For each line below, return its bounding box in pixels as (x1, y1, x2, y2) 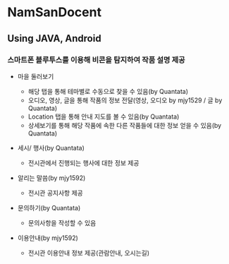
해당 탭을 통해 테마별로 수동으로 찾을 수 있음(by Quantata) (27, 87, 189, 95)
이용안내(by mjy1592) (17, 234, 79, 242)
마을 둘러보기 (17, 72, 54, 80)
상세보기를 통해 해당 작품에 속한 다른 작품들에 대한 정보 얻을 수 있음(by (27, 121, 222, 129)
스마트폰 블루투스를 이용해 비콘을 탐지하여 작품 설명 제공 (7, 54, 185, 64)
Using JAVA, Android (7, 32, 101, 44)
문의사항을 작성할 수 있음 (27, 218, 97, 227)
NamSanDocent (7, 4, 102, 20)
